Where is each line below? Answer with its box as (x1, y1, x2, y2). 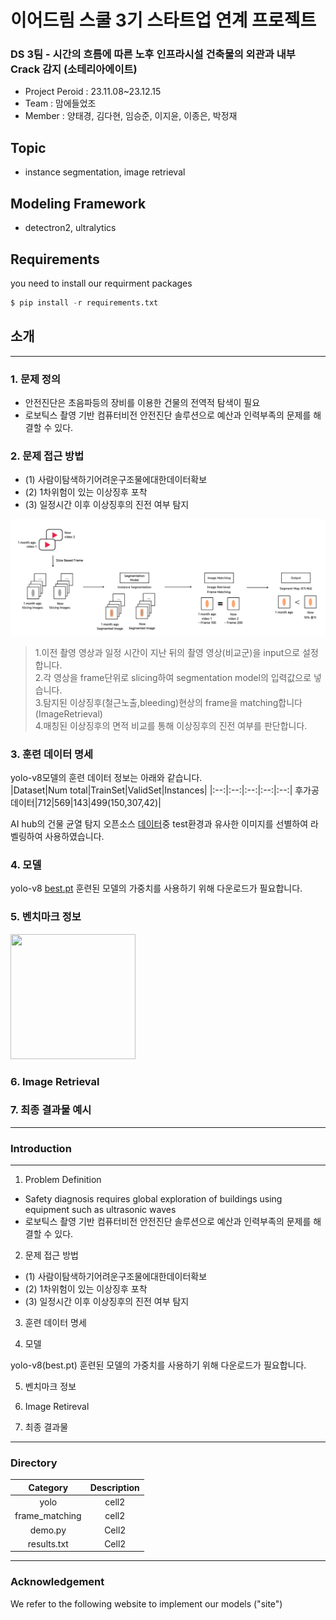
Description (89, 1481, 140, 1493)
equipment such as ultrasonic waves (24, 1204, 177, 1216)
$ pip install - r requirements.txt (10, 297, 159, 308)
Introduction (10, 1141, 72, 1155)
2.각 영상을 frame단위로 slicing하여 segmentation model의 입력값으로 (34, 671, 312, 683)
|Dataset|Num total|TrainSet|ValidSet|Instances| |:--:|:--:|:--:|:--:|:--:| (10, 784, 293, 796)
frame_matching (14, 1510, 82, 1522)
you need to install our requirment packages (10, 277, 193, 289)
